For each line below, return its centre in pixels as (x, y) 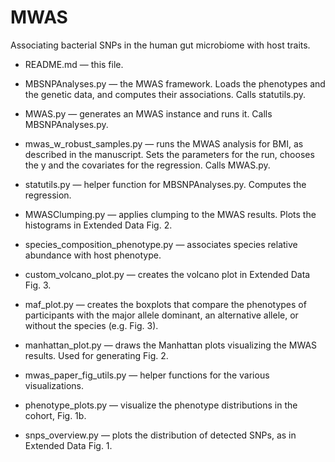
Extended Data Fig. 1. (68, 445)
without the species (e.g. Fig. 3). (91, 325)
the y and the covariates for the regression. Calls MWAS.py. (147, 165)
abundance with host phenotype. (93, 255)
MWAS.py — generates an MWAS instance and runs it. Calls (148, 113)
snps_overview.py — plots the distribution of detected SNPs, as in (160, 435)
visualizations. (54, 385)
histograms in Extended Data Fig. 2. (98, 225)
